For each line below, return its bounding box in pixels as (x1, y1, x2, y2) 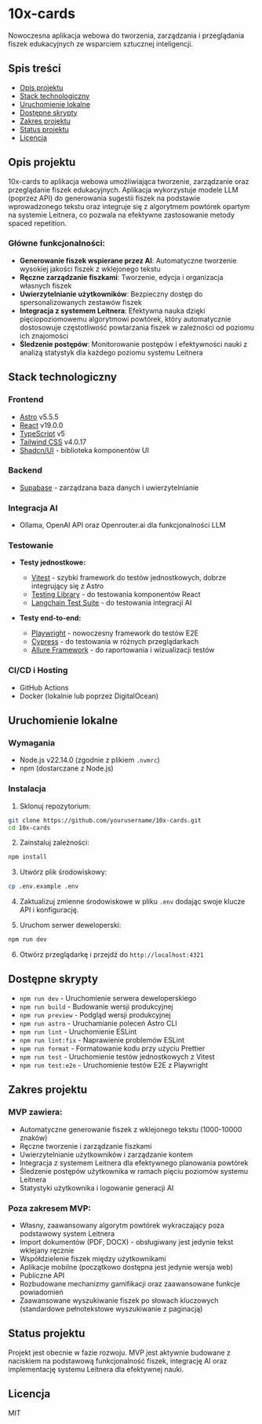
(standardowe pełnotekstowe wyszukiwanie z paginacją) (19, 1304, 203, 1313)
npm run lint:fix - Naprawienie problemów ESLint (19, 1035, 185, 1044)
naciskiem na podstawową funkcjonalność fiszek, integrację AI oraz (8, 1356, 227, 1365)
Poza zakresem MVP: (8, 1202, 92, 1213)
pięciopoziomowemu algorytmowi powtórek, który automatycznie (19, 314, 231, 323)
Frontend (8, 394, 44, 405)
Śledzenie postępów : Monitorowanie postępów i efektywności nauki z (19, 339, 248, 348)
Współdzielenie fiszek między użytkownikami (19, 1253, 166, 1263)
